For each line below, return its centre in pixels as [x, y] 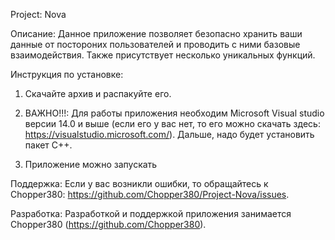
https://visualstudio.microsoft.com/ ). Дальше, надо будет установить [169, 134]
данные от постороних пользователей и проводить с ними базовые [155, 44]
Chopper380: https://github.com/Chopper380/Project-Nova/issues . [150, 194]
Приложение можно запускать [91, 164]
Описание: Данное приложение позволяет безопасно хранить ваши [156, 33]
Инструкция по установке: [67, 74]
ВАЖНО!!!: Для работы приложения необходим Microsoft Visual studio [174, 113]
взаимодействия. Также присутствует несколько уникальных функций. [163, 55]
